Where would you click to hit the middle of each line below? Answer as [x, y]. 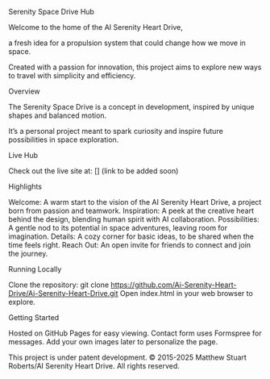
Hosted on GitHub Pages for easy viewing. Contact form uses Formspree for [135, 333]
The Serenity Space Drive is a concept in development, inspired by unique [131, 107]
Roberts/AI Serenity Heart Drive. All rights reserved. [94, 366]
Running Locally [35, 269]
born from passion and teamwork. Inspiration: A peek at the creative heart [131, 210]
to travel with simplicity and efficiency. [72, 75]
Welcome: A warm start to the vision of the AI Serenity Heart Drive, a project [135, 202]
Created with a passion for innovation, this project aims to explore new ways [135, 67]
